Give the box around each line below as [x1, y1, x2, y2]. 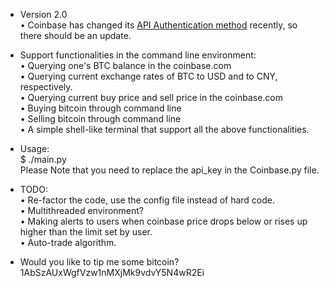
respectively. [19, 81, 73, 93]
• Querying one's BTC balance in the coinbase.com [19, 60, 232, 71]
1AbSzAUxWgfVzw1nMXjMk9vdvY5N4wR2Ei [19, 267, 205, 278]
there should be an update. [19, 30, 132, 41]
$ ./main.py [19, 154, 67, 165]
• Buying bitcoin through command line [19, 102, 182, 114]
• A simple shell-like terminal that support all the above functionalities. [19, 124, 310, 135]
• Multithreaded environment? [19, 205, 145, 216]
